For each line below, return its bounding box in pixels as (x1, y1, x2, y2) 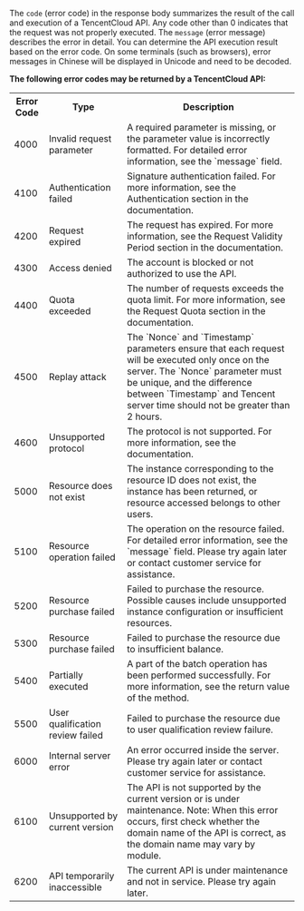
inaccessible (48, 881, 102, 893)
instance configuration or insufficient (126, 605, 284, 618)
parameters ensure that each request (126, 342, 285, 355)
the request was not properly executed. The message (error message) (9, 27, 266, 37)
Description (182, 101, 235, 113)
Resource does (48, 480, 113, 492)
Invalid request (48, 132, 112, 144)
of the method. (126, 691, 190, 704)
